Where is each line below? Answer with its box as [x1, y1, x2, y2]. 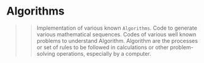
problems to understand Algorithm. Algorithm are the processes [36, 37, 198, 44]
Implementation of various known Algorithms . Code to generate [36, 24, 197, 31]
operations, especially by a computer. [56, 50, 151, 57]
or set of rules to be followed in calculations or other [36, 44, 169, 51]
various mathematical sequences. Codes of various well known [36, 30, 197, 38]
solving [36, 50, 55, 57]
